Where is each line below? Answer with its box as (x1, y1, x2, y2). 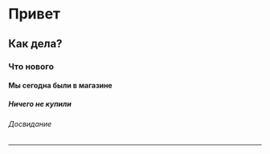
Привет (8, 5, 61, 23)
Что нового (8, 61, 55, 72)
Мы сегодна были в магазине (8, 81, 112, 91)
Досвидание (8, 120, 52, 129)
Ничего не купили (8, 99, 72, 108)
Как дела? (8, 37, 63, 51)
